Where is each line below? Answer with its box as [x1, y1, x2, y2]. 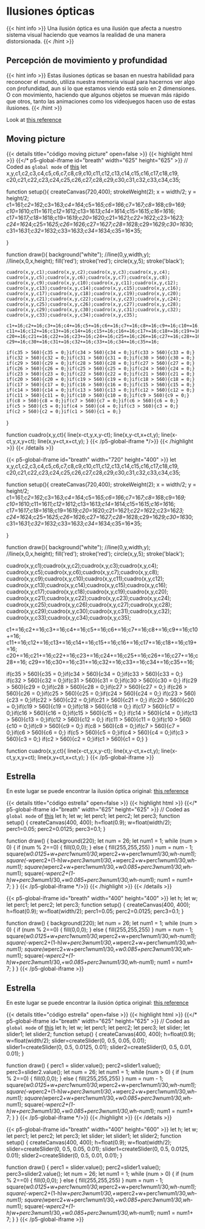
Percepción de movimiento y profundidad [6, 55, 168, 66]
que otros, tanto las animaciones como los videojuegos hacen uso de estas [6, 97, 196, 105]
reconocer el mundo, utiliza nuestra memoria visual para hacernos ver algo [6, 78, 195, 85]
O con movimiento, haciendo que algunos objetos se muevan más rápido [6, 91, 190, 99]
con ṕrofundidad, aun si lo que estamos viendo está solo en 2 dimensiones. [6, 85, 196, 92]
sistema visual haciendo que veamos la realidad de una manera [6, 31, 166, 38]
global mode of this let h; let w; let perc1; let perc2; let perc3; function [6, 813, 180, 820]
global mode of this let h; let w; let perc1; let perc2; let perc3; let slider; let [6, 1024, 190, 1031]
